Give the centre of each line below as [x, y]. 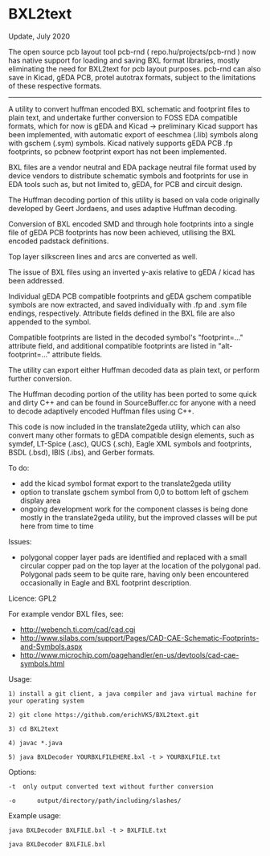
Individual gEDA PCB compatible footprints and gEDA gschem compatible [130, 296]
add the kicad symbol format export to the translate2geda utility [125, 483]
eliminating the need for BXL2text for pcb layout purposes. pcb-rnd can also [135, 68]
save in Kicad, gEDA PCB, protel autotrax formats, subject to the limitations [132, 77]
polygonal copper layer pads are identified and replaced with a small [133, 557]
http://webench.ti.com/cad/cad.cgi [78, 629]
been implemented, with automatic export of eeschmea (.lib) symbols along [133, 134]
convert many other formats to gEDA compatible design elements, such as [131, 435]
